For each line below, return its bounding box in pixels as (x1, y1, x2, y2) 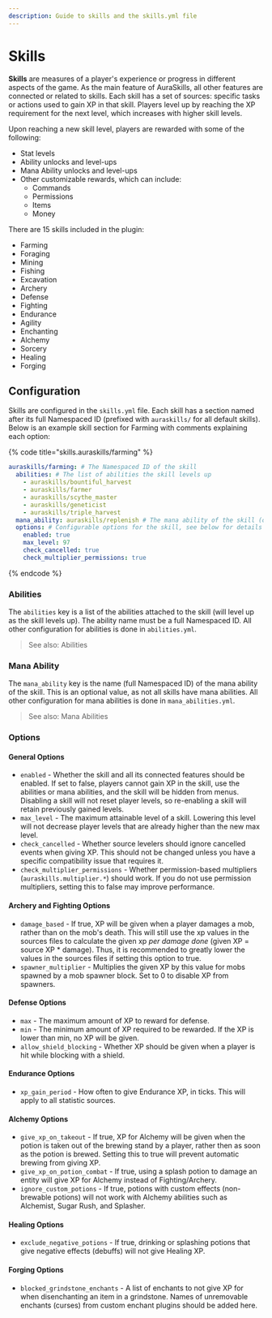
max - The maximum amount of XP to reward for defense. (19, 1015, 210, 1025)
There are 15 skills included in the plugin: (8, 224, 144, 234)
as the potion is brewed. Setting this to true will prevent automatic (19, 1149, 240, 1159)
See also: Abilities (28, 640, 87, 650)
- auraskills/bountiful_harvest (23, 478, 132, 487)
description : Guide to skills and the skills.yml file (8, 11, 198, 20)
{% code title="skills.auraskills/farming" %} (8, 447, 154, 457)
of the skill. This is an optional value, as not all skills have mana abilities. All (8, 687, 258, 697)
